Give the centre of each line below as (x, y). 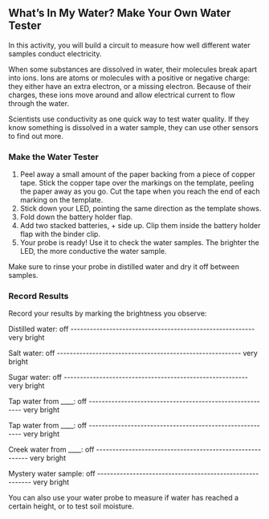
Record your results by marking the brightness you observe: (108, 313)
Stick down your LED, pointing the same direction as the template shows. (141, 209)
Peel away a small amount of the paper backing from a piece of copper (137, 174)
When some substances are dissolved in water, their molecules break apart (133, 69)
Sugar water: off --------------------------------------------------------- (128, 378)
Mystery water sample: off (52, 474)
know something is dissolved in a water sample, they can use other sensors (133, 127)
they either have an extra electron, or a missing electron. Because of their (130, 86)
